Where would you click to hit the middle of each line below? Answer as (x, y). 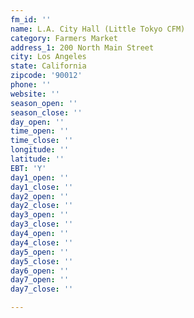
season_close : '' (46, 112)
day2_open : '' (40, 196)
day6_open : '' (40, 271)
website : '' (35, 94)
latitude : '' (37, 159)
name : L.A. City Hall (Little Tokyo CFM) (98, 29)
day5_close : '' (42, 261)
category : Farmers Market (64, 38)
